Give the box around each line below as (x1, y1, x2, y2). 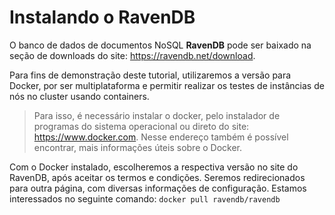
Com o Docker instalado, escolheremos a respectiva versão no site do (9, 161, 299, 173)
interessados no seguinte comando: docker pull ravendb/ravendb (9, 192, 281, 205)
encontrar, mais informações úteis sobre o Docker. (33, 141, 243, 153)
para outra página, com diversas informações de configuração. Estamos (9, 182, 307, 194)
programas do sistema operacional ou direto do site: (33, 120, 250, 132)
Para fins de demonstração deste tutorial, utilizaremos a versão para (9, 69, 292, 81)
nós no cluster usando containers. (9, 90, 150, 102)
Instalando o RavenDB (9, 6, 196, 29)
